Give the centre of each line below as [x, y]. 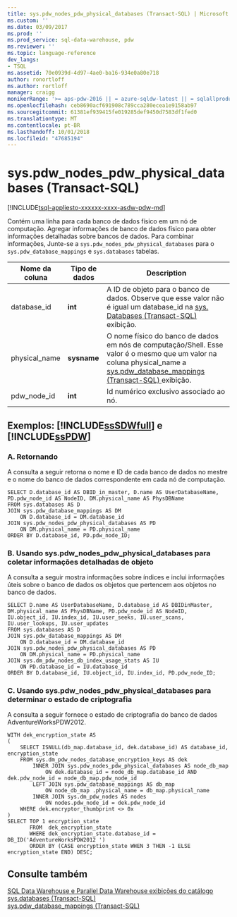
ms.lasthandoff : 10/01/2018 [49, 132]
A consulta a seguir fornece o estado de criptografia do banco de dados [112, 715]
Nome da [36, 269]
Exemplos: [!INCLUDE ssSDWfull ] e [85, 425]
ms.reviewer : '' [31, 47]
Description [166, 273]
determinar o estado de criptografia [70, 700]
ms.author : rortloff [38, 86]
